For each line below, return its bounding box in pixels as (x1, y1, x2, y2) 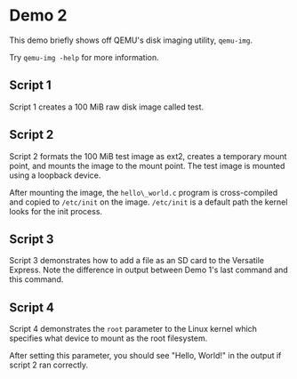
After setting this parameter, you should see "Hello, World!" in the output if (9, 351, 282, 361)
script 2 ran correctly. (9, 359, 89, 370)
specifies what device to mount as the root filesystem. (9, 333, 208, 343)
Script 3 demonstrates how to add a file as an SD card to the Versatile (9, 255, 265, 266)
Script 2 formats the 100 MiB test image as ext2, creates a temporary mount (9, 150, 287, 161)
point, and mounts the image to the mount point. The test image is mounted (9, 160, 285, 171)
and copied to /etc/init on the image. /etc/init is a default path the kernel (9, 197, 288, 207)
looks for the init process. (9, 206, 103, 216)
